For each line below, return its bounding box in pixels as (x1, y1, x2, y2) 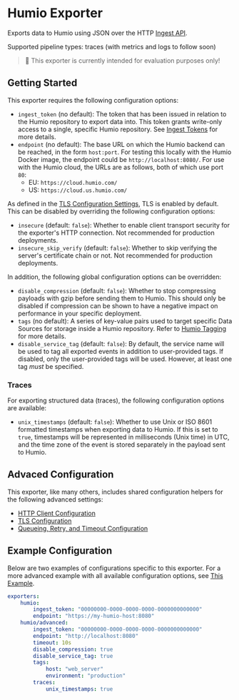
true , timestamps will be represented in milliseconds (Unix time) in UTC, (17, 433, 230, 442)
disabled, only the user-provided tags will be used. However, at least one (17, 355, 233, 363)
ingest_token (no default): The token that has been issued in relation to (17, 109, 227, 118)
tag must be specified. (17, 362, 84, 370)
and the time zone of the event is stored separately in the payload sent (17, 440, 226, 449)
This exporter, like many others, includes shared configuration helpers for (7, 487, 223, 496)
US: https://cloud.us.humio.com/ (28, 186, 128, 194)
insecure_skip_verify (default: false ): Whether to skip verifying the (17, 243, 218, 252)
